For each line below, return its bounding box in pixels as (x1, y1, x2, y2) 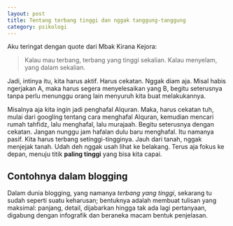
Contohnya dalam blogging (7, 170, 128, 182)
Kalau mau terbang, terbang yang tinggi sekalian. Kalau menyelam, (24, 56, 218, 64)
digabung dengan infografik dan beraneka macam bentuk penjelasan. (7, 211, 209, 220)
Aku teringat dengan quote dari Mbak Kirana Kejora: (7, 43, 157, 51)
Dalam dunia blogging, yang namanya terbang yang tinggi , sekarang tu (7, 189, 212, 197)
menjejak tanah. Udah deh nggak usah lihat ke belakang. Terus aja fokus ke (7, 143, 225, 151)
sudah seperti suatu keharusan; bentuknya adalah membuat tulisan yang (7, 197, 217, 205)
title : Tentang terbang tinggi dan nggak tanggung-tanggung (7, 17, 187, 24)
